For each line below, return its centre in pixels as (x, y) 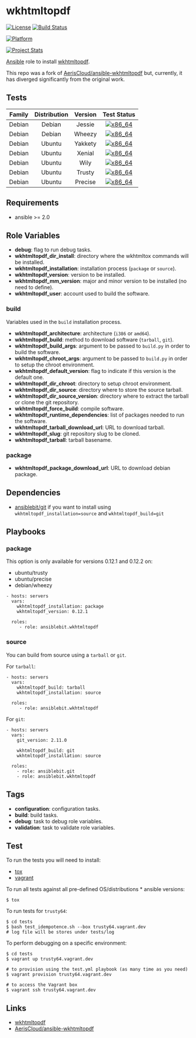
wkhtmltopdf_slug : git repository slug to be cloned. (77, 433)
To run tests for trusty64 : (37, 911)
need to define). (34, 287)
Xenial (85, 153)
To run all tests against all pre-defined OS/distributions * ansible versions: (96, 889)
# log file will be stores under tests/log (60, 932)
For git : (16, 719)
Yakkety (86, 143)
